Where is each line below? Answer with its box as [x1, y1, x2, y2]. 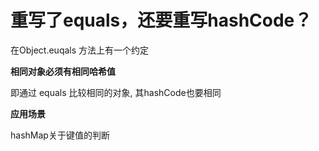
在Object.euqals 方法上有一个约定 [10, 44, 150, 56]
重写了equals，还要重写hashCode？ [10, 9, 313, 32]
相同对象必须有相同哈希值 [10, 65, 116, 77]
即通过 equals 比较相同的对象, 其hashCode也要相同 [10, 86, 222, 98]
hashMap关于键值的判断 [10, 129, 110, 141]
